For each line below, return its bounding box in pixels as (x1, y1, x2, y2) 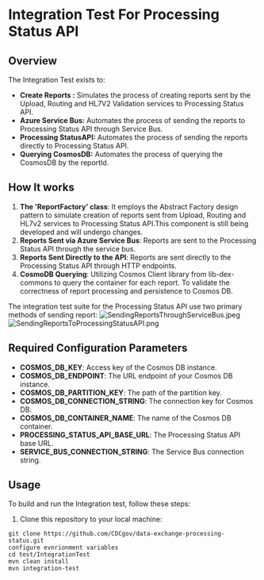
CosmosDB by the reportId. (19, 158, 109, 167)
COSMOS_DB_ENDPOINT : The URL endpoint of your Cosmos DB (19, 371, 233, 380)
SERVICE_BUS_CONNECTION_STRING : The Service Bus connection (19, 447, 244, 456)
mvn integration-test (8, 565, 80, 573)
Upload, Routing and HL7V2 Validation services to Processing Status (19, 99, 244, 108)
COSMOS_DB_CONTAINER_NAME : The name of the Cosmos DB (19, 413, 231, 422)
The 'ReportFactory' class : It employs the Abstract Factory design (19, 202, 239, 211)
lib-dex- (208, 269, 235, 278)
